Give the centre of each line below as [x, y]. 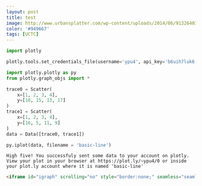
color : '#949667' [28, 29]
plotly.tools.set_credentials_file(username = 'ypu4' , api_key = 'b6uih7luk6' [102, 62]
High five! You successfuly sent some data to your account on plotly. [98, 156]
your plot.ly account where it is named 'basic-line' [75, 167]
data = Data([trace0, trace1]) [45, 134]
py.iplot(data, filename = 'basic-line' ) [59, 145]
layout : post [23, 12]
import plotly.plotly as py [41, 72]
